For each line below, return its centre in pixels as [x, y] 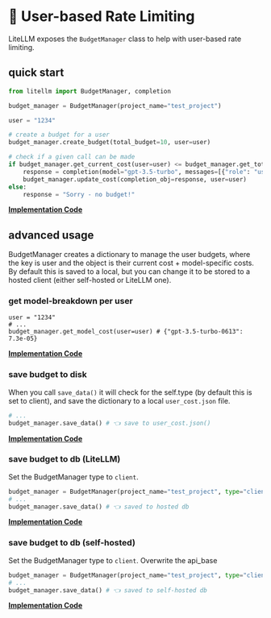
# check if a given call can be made [72, 157]
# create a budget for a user [59, 135]
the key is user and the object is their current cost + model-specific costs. [131, 263]
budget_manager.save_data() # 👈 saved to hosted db [99, 507]
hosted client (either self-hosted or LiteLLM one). [90, 280]
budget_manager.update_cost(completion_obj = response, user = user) [135, 179]
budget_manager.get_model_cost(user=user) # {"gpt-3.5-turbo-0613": [126, 332]
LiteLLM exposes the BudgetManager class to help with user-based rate [125, 39]
